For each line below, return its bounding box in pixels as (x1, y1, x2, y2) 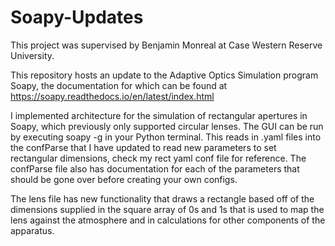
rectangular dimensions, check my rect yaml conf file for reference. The (10, 152, 307, 164)
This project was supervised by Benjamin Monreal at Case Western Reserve (10, 39, 323, 51)
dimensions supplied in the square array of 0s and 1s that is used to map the (10, 203, 325, 215)
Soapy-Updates (10, 6, 144, 29)
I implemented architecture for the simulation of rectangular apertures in (10, 109, 308, 121)
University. (10, 49, 55, 61)
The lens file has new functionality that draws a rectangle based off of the (10, 192, 315, 205)
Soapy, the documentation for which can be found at (10, 79, 228, 91)
